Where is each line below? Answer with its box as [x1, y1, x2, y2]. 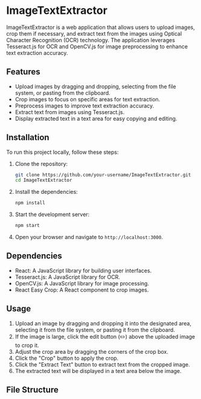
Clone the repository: [14, 160, 68, 167]
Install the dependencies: [14, 188, 78, 196]
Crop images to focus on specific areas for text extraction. [14, 95, 161, 103]
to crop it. [14, 342, 39, 349]
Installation [6, 132, 49, 142]
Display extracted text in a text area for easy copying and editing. [14, 115, 177, 122]
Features [6, 67, 40, 77]
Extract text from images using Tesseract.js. [14, 108, 125, 115]
